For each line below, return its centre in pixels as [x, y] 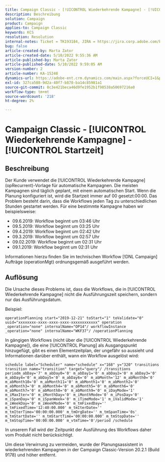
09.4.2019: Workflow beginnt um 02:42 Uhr [56, 232]
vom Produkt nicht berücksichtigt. [39, 435]
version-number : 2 [24, 69]
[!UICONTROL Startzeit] [55, 150]
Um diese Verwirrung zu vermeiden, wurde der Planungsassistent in [74, 444]
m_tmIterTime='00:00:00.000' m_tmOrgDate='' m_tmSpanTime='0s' [71, 412]
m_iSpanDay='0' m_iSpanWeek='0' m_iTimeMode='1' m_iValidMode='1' [74, 399]
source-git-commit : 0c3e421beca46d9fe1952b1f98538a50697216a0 [70, 87]
